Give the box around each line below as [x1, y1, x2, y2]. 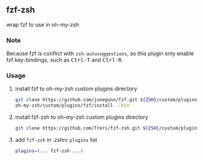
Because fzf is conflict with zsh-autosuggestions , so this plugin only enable [6, 50, 194, 57]
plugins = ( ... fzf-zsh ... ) [15, 148, 84, 154]
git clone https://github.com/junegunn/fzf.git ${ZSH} [15, 97, 157, 103]
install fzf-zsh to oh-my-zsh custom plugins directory [15, 113, 148, 121]
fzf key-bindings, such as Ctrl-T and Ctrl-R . [6, 56, 124, 64]
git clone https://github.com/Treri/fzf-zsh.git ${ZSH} [15, 125, 159, 132]
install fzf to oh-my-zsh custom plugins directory [15, 85, 138, 93]
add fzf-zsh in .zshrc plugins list [15, 136, 98, 144]
